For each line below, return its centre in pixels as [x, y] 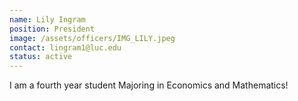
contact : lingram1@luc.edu [65, 47]
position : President [52, 29]
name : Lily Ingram [47, 19]
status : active [41, 57]
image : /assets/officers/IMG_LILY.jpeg [92, 38]
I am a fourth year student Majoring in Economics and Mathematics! [149, 85]
